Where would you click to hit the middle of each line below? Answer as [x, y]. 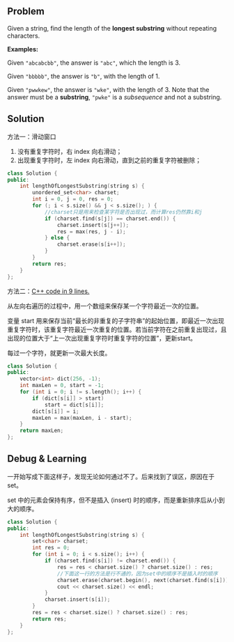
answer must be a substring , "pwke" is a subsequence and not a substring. [115, 97]
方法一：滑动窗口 [32, 136]
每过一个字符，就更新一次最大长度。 [59, 353]
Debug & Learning [47, 459]
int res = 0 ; [51, 548]
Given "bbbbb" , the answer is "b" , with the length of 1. [84, 76]
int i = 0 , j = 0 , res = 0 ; [73, 199]
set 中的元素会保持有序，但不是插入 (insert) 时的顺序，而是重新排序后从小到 [116, 500]
